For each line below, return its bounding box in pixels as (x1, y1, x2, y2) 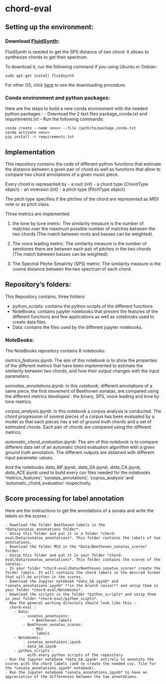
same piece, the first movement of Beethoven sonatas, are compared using (5, 388, 159, 394)
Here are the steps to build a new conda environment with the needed (5, 106, 148, 112)
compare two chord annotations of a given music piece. (5, 171, 119, 177)
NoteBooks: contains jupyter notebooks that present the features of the (12, 308, 159, 314)
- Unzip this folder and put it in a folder (5, 531, 99, 536)
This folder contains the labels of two (76, 535, 161, 540)
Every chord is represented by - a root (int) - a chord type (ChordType (5, 181, 149, 187)
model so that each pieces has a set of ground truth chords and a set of (5, 419, 152, 425)
